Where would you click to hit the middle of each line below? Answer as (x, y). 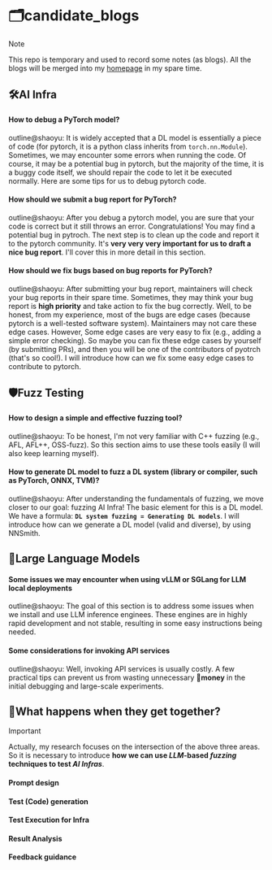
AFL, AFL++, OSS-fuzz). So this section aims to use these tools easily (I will (134, 445)
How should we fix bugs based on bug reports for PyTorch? (110, 271)
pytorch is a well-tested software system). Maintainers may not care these (133, 323)
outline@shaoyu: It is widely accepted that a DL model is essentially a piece (135, 137)
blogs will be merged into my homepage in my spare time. (105, 68)
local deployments (41, 588)
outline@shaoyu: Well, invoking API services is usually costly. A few (122, 668)
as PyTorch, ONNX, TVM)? (54, 481)
